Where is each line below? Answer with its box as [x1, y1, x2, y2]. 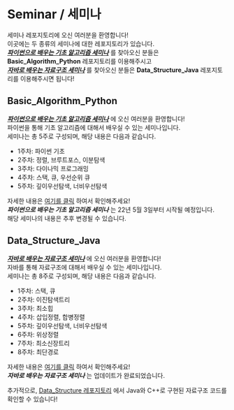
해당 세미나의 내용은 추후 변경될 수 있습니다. [7, 214, 127, 222]
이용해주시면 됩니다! [20, 74, 75, 82]
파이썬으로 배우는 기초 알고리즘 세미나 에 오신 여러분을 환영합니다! [7, 115, 185, 123]
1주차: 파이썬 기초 [17, 147, 65, 155]
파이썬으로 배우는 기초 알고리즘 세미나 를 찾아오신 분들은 [7, 48, 159, 57]
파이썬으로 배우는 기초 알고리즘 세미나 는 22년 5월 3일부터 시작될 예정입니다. [7, 205, 215, 214]
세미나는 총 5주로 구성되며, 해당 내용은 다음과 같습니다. [7, 132, 156, 140]
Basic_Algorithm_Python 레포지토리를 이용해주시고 [7, 57, 152, 65]
